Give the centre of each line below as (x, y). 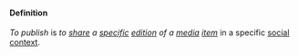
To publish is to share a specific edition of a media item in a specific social (149, 33)
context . (25, 42)
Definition (29, 13)
